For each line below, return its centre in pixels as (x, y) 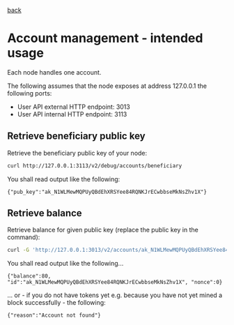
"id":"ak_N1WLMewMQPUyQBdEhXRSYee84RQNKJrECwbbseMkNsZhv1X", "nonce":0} (115, 282)
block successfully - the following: (56, 303)
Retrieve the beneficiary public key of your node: (77, 153)
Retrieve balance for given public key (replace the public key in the (103, 230)
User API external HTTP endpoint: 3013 (73, 107)
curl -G (18, 250)
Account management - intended (105, 38)
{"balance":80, (29, 276)
